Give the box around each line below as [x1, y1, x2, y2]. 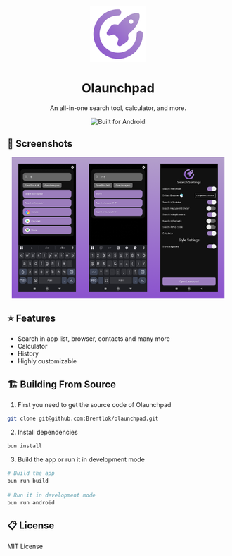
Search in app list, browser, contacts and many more [17, 334, 171, 343]
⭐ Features [7, 312, 56, 324]
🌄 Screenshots [7, 138, 73, 150]
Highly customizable [17, 357, 77, 365]
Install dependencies [17, 428, 79, 436]
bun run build [7, 477, 49, 484]
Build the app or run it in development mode [17, 455, 146, 464]
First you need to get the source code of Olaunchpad [17, 400, 172, 409]
